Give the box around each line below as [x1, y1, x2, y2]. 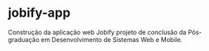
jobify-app [8, 5, 71, 21]
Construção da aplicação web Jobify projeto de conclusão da [8, 28, 187, 36]
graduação [8, 35, 39, 43]
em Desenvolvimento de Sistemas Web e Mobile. [40, 35, 183, 43]
